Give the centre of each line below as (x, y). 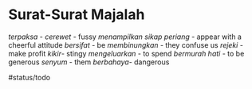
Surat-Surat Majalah (77, 15)
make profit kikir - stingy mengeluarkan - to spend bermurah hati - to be (126, 53)
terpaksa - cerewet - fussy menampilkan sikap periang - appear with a (125, 37)
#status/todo (29, 77)
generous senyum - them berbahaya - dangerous (89, 62)
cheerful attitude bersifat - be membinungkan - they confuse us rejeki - (126, 44)
